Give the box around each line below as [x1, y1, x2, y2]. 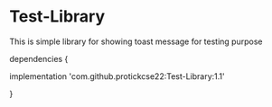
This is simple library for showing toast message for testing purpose [9, 36, 263, 47]
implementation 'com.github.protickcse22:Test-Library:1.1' [9, 70, 226, 82]
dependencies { [9, 53, 69, 64]
